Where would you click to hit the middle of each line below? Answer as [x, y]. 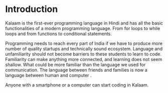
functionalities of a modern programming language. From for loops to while [83, 28]
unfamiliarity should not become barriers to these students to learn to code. [83, 54]
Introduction [32, 9]
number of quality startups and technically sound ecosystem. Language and [84, 48]
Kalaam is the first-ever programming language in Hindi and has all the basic [84, 23]
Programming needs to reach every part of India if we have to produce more [84, 43]
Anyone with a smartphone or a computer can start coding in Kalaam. [77, 85]
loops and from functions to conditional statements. [58, 33]
